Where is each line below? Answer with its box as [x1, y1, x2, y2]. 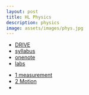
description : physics [6, 19, 60, 25]
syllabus [14, 48, 36, 55]
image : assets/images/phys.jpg [6, 25, 84, 31]
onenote [14, 54, 36, 61]
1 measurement [14, 71, 52, 78]
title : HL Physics [6, 14, 52, 20]
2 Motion [14, 78, 37, 85]
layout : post [6, 8, 39, 15]
